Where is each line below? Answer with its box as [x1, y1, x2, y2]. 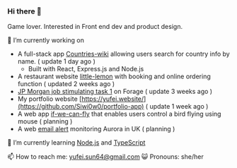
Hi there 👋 [7, 6, 42, 16]
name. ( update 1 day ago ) [17, 57, 96, 66]
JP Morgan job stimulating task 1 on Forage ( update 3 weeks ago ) [17, 88, 213, 96]
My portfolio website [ [17, 95, 82, 103]
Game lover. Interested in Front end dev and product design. [7, 23, 183, 31]
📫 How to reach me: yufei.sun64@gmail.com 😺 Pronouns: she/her [7, 152, 204, 161]
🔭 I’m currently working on [7, 36, 85, 44]
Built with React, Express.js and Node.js [28, 65, 144, 73]
